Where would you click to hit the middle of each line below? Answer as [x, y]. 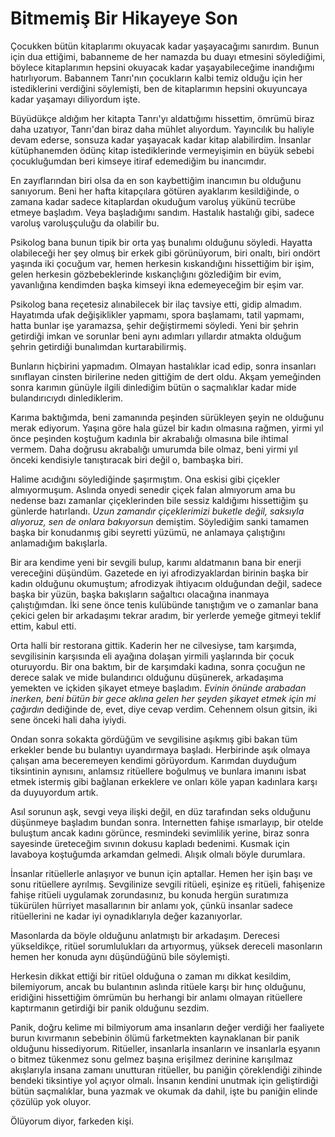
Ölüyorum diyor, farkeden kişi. [72, 1121]
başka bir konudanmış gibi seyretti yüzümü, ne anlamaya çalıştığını [148, 532]
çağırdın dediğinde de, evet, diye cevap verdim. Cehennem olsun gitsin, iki [164, 709]
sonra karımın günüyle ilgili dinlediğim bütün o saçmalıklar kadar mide [153, 387]
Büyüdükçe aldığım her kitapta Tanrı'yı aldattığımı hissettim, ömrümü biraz [162, 118]
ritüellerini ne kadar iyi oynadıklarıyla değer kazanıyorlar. [126, 916]
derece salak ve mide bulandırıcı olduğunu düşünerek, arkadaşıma [147, 677]
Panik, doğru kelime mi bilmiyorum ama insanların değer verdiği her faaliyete [167, 1027]
